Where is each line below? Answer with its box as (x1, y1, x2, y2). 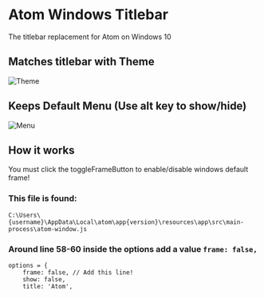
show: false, (22, 275, 66, 284)
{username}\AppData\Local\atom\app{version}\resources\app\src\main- (8, 218, 245, 226)
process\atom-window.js (8, 225, 88, 233)
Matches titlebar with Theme (8, 55, 156, 69)
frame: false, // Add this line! (22, 269, 134, 276)
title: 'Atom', (22, 282, 73, 290)
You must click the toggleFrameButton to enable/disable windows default (8, 165, 249, 174)
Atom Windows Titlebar (8, 6, 169, 24)
